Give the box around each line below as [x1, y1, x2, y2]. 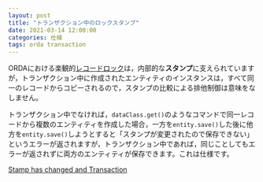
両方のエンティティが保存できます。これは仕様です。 [62, 149, 234, 158]
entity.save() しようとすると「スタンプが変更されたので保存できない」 [22, 129, 254, 139]
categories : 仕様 [8, 33, 63, 42]
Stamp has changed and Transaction [8, 165, 128, 174]
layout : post [8, 11, 51, 20]
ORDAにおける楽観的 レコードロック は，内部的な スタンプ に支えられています [8, 64, 255, 73]
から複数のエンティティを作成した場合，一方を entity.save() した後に [21, 120, 246, 129]
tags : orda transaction [8, 41, 87, 49]
